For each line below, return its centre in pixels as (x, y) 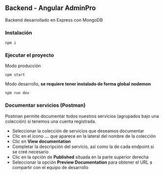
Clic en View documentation (41, 141)
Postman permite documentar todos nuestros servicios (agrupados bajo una (82, 116)
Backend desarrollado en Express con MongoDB (54, 20)
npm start (15, 75)
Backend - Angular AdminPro (51, 8)
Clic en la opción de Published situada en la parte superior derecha (80, 157)
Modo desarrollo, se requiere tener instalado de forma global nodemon (78, 84)
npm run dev (17, 93)
